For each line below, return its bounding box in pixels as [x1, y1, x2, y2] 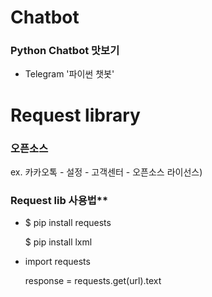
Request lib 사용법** [10, 193, 109, 207]
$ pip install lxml [24, 236, 93, 248]
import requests [24, 256, 91, 268]
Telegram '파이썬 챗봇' [24, 68, 115, 80]
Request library [10, 104, 141, 126]
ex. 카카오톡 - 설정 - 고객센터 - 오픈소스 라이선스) [10, 166, 203, 178]
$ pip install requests [24, 217, 112, 229]
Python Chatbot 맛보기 [10, 44, 120, 58]
